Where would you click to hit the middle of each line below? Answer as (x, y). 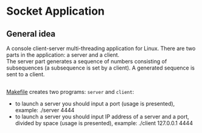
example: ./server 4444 (45, 110)
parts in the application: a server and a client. (63, 55)
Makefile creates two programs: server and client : (70, 92)
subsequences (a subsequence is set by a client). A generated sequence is (100, 68)
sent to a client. (26, 74)
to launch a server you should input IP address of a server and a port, (102, 117)
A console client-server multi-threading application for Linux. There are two (101, 48)
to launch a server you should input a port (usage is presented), (95, 104)
